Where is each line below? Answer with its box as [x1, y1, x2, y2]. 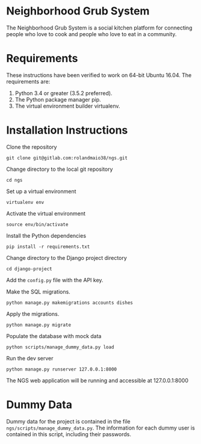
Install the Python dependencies [6, 232, 86, 239]
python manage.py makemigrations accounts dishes [6, 300, 134, 306]
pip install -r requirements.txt [6, 244, 90, 250]
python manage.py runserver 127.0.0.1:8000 [6, 366, 117, 372]
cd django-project [6, 266, 52, 272]
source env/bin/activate [6, 221, 69, 227]
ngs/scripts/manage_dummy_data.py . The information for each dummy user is [6, 424, 196, 431]
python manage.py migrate [6, 322, 71, 328]
